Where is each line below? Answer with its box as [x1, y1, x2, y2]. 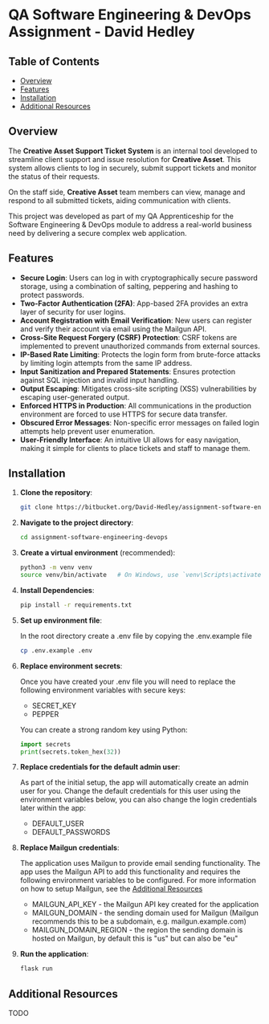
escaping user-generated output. [19, 392, 130, 402]
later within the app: [19, 803, 87, 813]
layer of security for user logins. [19, 307, 126, 316]
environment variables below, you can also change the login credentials [19, 794, 257, 804]
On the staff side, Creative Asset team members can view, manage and [8, 187, 246, 197]
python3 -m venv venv [19, 563, 93, 571]
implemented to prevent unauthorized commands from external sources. [19, 341, 260, 351]
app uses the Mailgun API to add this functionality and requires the [19, 867, 241, 876]
